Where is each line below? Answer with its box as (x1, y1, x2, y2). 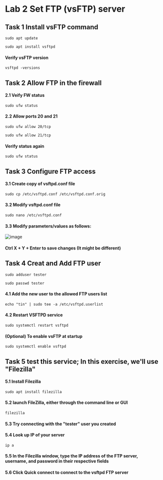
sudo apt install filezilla (5, 389, 62, 394)
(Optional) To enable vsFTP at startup (5, 333, 83, 339)
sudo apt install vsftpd (5, 44, 55, 49)
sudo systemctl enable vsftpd (5, 344, 67, 349)
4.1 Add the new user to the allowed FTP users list (5, 291, 108, 297)
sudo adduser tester (5, 272, 47, 277)
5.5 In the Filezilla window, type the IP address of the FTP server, (5, 453, 138, 459)
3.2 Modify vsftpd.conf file (5, 202, 61, 208)
